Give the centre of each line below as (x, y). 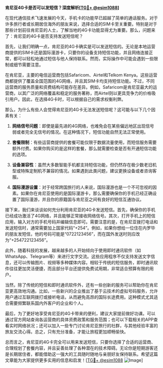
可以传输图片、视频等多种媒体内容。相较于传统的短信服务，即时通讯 (86, 262)
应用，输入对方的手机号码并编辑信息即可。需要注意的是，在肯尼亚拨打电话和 (81, 222)
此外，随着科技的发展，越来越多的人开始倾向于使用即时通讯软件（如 (73, 250)
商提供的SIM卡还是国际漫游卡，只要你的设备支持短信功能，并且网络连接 (77, 52)
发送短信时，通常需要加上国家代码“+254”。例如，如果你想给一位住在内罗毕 (80, 228)
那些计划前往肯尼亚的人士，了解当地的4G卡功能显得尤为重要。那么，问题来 (80, 30)
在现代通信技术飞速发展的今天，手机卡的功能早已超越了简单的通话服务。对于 (81, 18)
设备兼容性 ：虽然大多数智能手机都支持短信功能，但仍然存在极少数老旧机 (84, 165)
